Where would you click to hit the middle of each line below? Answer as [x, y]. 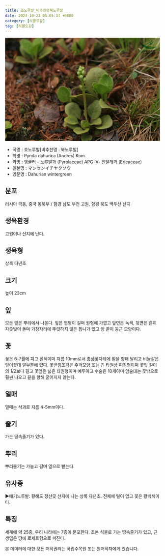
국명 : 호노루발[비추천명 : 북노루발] [45, 149]
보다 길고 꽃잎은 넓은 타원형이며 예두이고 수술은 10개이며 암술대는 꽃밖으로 [87, 371]
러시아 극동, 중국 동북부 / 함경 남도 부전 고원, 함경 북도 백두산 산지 [68, 204]
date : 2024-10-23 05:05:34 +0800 [39, 15]
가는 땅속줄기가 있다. [25, 437]
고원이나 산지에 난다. [25, 234]
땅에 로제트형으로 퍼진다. [42, 538]
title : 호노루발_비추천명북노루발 [34, 10]
